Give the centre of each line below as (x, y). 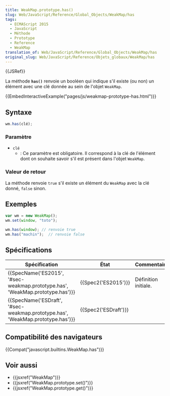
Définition (146, 279)
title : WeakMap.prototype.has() (39, 10)
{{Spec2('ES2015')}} (105, 283)
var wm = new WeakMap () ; (31, 216)
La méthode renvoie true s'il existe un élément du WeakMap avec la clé (77, 183)
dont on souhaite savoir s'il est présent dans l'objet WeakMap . (82, 159)
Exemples (21, 204)
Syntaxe (18, 112)
